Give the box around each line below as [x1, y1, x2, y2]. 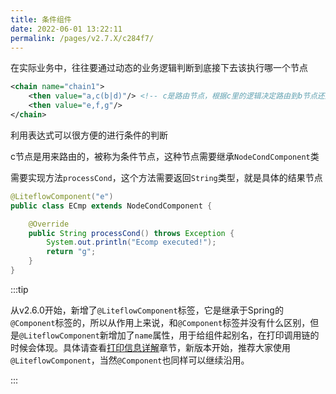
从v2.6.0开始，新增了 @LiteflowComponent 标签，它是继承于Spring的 [10, 304, 284, 316]
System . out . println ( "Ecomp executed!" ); [46, 237, 217, 248]
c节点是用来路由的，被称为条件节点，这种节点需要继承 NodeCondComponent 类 [10, 150, 320, 162]
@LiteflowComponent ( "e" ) [10, 191, 114, 201]
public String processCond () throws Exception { [28, 228, 235, 238]
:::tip [10, 283, 29, 295]
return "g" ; [46, 247, 97, 257]
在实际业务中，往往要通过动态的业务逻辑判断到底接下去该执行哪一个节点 [10, 62, 308, 74]
